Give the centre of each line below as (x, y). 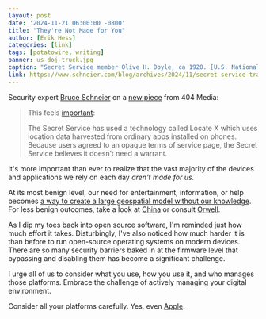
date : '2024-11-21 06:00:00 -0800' (67, 23)
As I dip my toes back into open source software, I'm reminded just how (125, 225)
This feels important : (61, 113)
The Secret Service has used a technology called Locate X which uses (142, 128)
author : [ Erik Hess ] (42, 38)
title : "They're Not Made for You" (67, 30)
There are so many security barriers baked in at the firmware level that (123, 250)
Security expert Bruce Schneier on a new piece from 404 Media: (114, 97)
